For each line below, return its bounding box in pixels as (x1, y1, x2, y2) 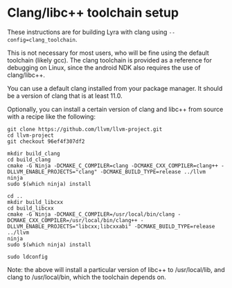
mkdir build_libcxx (7, 198, 64, 205)
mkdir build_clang (7, 150, 60, 157)
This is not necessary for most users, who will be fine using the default (7, 49, 209, 57)
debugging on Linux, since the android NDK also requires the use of (7, 63, 201, 71)
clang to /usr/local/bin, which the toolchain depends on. (7, 273, 166, 281)
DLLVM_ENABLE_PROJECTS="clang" (7, 168, 98, 175)
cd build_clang (7, 156, 51, 163)
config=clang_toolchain (7, 36, 76, 43)
